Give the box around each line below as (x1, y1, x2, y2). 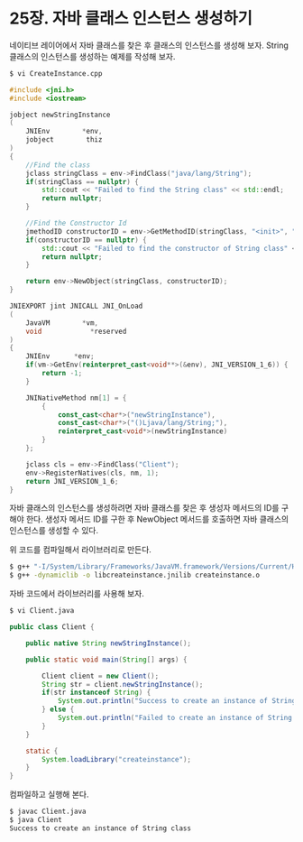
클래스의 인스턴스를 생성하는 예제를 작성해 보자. (9, 51, 176, 61)
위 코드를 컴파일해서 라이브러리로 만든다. (9, 544, 151, 555)
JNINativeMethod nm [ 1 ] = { (25, 393, 127, 402)
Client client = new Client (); (41, 671, 160, 680)
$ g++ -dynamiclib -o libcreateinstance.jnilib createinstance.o (9, 570, 260, 580)
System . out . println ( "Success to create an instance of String (57, 697, 297, 706)
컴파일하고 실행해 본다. (9, 789, 89, 800)
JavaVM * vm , (25, 318, 99, 328)
